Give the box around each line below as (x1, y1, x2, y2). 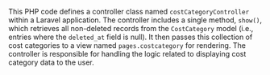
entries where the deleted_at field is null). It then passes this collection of (8, 32, 253, 41)
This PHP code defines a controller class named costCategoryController (8, 7, 250, 16)
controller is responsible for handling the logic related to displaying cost (8, 49, 247, 58)
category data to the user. (8, 57, 94, 67)
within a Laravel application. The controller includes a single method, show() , (8, 15, 263, 25)
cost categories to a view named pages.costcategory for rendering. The (8, 41, 246, 50)
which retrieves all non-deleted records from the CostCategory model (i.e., (8, 24, 254, 33)
